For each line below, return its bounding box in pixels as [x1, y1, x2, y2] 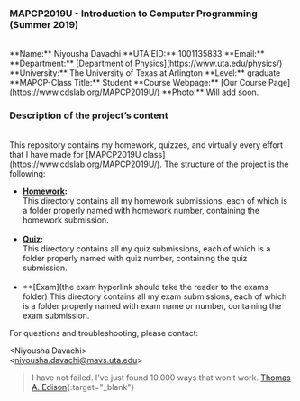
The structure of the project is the [163, 159, 290, 169]
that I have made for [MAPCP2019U [9, 149, 141, 159]
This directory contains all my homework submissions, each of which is [22, 195, 288, 205]
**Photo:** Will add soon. [161, 87, 259, 97]
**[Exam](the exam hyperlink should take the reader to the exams [22, 281, 268, 292]
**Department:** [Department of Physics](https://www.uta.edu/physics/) [9, 58, 283, 69]
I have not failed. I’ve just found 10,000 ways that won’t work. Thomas [31, 372, 291, 383]
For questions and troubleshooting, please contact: [9, 327, 199, 338]
